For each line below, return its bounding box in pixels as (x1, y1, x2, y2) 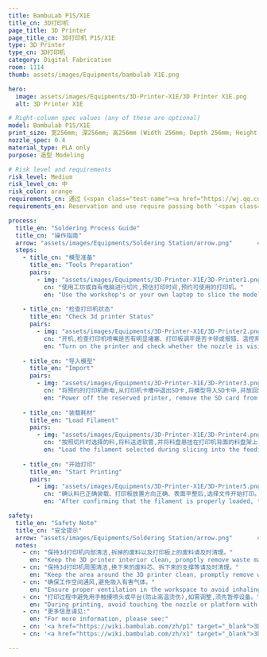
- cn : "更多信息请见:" (22, 608, 91, 616)
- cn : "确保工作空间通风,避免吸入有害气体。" (22, 578, 156, 586)
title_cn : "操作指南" (15, 231, 82, 239)
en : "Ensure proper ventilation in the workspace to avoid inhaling (29, 586, 261, 593)
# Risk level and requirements (8, 165, 112, 173)
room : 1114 (8, 64, 44, 71)
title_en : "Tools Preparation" (29, 261, 133, 269)
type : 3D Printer (8, 41, 66, 49)
